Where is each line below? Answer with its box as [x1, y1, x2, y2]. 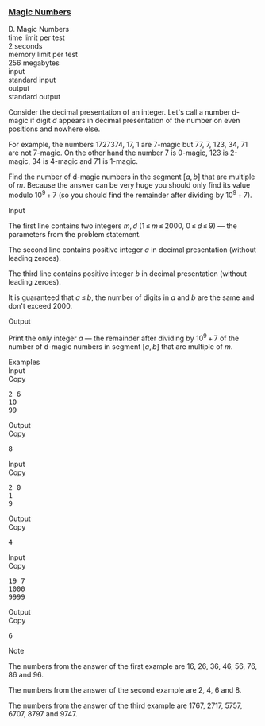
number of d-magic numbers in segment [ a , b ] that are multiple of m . [8, 341, 233, 351]
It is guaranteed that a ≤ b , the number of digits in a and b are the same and [8, 293, 255, 302]
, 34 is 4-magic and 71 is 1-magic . [28, 157, 139, 166]
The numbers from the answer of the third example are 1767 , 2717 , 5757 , [8, 701, 243, 710]
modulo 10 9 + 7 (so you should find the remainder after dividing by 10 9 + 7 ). [8, 189, 252, 200]
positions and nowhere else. [8, 124, 101, 134]
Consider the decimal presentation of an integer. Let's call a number [8, 107, 231, 117]
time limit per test [8, 33, 65, 42]
